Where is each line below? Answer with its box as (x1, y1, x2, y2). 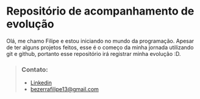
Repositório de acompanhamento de (6, 4, 195, 18)
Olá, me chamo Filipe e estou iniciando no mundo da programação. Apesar (6, 37, 195, 44)
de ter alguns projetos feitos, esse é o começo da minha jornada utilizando (6, 44, 194, 51)
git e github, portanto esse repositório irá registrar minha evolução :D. (6, 50, 181, 57)
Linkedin (30, 79, 52, 86)
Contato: (21, 65, 49, 73)
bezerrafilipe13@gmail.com (30, 86, 99, 93)
